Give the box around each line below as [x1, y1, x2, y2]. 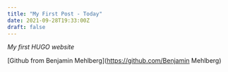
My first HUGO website [7, 43, 75, 52]
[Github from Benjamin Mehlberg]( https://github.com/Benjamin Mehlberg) [7, 56, 222, 65]
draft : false [7, 23, 46, 30]
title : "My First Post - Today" [7, 10, 102, 18]
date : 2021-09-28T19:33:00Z [7, 17, 90, 24]
